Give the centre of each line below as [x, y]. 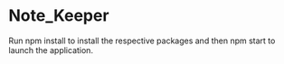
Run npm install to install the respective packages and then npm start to [142, 41]
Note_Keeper [59, 16]
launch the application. [51, 50]
